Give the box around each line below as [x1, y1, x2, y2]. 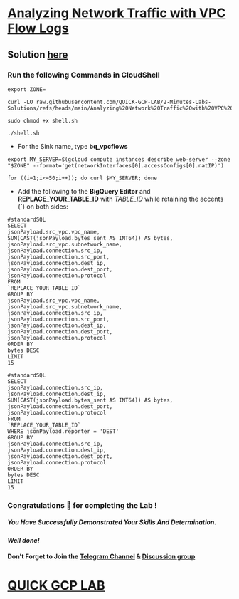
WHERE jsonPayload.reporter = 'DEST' [7, 427, 119, 435]
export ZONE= [7, 85, 46, 93]
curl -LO [7, 98, 33, 105]
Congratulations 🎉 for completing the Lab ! [7, 500, 157, 510]
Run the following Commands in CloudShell [7, 70, 160, 80]
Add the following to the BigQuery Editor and [17, 187, 151, 195]
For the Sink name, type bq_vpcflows [17, 142, 128, 150]
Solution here [7, 48, 68, 61]
